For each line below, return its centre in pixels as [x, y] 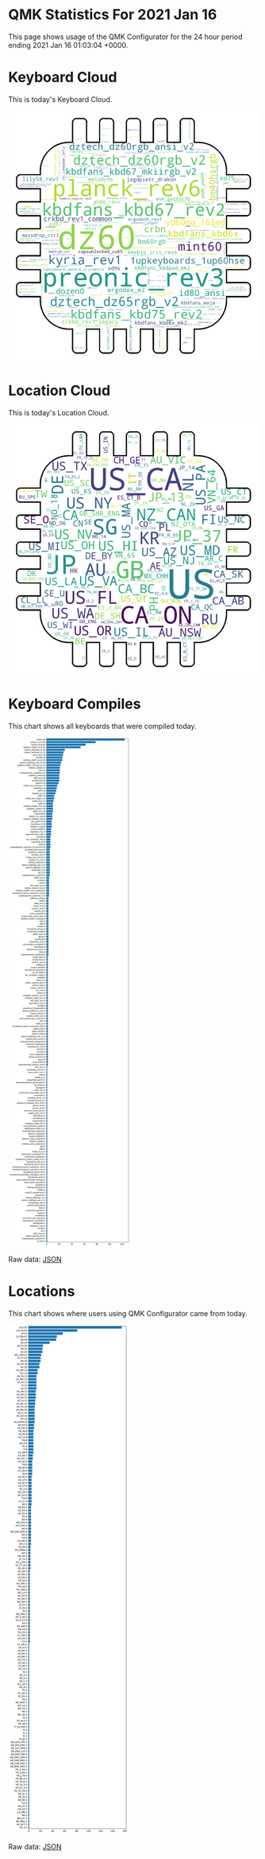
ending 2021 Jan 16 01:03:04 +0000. [68, 45]
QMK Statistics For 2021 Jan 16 [113, 15]
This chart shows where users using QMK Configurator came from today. [128, 1313]
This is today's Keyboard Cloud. [60, 99]
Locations [42, 1291]
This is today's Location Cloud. [59, 412]
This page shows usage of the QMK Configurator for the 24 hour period [126, 37]
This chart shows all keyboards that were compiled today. [102, 726]
